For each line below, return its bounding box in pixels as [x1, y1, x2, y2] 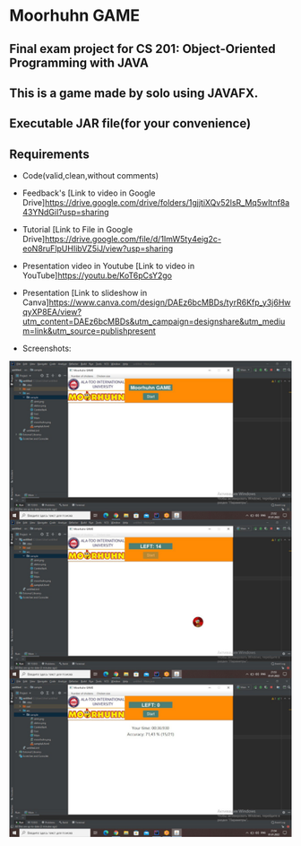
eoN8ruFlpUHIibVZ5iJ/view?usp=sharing [21, 243, 174, 254]
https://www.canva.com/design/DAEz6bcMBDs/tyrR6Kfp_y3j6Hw [48, 297, 291, 308]
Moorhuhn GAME [9, 5, 141, 26]
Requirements [9, 146, 90, 161]
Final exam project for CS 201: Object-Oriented [9, 41, 276, 57]
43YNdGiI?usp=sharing [21, 207, 109, 218]
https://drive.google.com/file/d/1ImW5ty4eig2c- [44, 234, 222, 245]
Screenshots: [21, 343, 72, 354]
